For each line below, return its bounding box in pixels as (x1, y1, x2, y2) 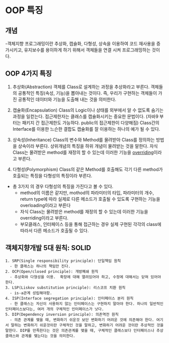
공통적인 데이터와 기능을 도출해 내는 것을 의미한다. (18, 96, 117, 102)
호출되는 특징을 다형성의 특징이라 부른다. (12, 173, 92, 179)
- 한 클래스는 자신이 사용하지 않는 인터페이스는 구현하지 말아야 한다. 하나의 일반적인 (10, 301, 164, 306)
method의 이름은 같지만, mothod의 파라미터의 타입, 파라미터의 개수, (20, 190, 154, 196)
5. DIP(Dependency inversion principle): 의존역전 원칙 (5, 312, 119, 317)
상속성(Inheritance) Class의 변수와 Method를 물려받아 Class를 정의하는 (12, 137, 155, 143)
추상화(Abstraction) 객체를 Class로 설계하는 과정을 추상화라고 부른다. (12, 84, 150, 90)
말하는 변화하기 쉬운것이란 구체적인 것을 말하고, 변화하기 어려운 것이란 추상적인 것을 (11, 322, 164, 328)
